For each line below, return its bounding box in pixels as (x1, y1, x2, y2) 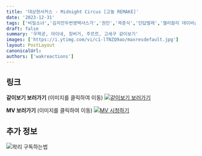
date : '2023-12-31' (6, 14, 55, 20)
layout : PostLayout (6, 43, 55, 49)
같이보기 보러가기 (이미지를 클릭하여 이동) (6, 94, 103, 101)
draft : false (6, 25, 39, 32)
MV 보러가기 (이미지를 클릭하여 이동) (6, 107, 93, 114)
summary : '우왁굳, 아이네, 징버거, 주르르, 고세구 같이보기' (6, 31, 139, 37)
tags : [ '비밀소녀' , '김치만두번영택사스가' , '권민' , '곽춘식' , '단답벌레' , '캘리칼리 (6, 20, 180, 26)
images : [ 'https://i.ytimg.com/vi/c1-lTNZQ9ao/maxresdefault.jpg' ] (6, 37, 179, 43)
